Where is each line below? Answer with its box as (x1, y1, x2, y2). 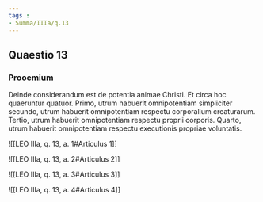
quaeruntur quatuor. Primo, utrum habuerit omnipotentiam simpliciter (8, 98, 233, 108)
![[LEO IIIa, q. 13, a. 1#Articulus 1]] (8, 139, 117, 149)
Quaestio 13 (8, 48, 68, 62)
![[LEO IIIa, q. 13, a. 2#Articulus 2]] (8, 154, 120, 164)
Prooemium (8, 72, 54, 83)
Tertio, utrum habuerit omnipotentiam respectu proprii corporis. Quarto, (8, 116, 242, 125)
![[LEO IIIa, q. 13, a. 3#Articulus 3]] (8, 170, 120, 179)
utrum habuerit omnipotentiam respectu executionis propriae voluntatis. (8, 124, 242, 133)
